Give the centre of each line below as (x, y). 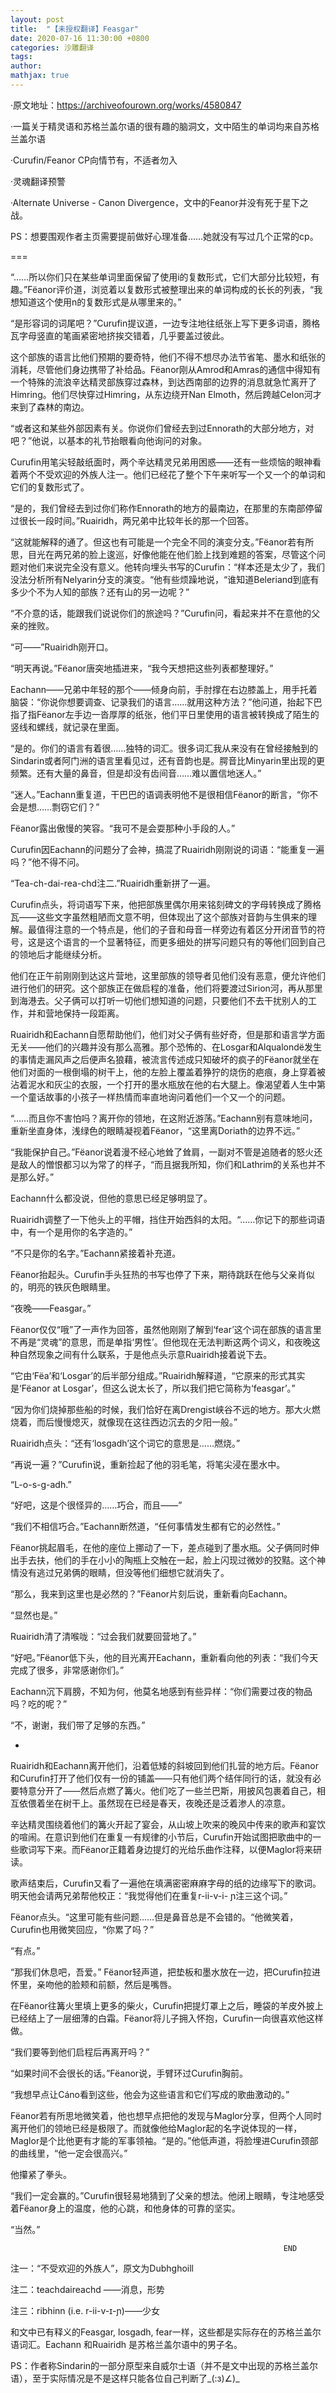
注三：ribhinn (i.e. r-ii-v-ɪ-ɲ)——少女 (85, 2310)
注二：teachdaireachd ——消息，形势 (87, 2289)
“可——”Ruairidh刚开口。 (62, 647)
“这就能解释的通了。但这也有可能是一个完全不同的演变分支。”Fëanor (149, 542)
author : (26, 66)
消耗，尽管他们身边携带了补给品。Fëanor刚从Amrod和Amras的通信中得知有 (166, 369)
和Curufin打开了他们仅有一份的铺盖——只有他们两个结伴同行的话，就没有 (161, 1778)
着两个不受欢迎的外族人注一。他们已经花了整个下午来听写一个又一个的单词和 (168, 474)
